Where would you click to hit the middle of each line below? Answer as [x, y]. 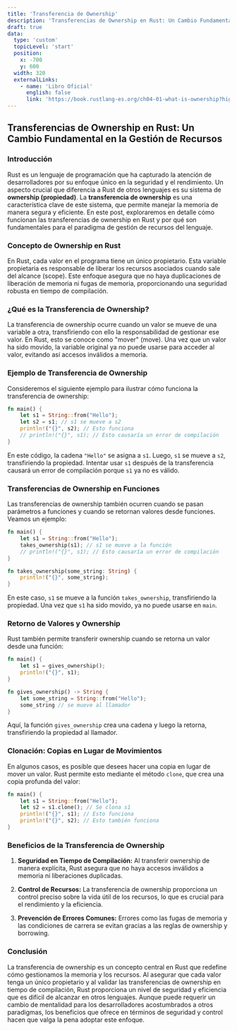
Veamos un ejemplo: [37, 519]
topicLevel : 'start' [44, 47]
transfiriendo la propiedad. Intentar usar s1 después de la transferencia [110, 462]
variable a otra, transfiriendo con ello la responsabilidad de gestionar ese [114, 332]
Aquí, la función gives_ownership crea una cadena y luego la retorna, [107, 725]
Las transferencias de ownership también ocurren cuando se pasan [105, 504]
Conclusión [28, 952]
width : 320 [30, 73]
